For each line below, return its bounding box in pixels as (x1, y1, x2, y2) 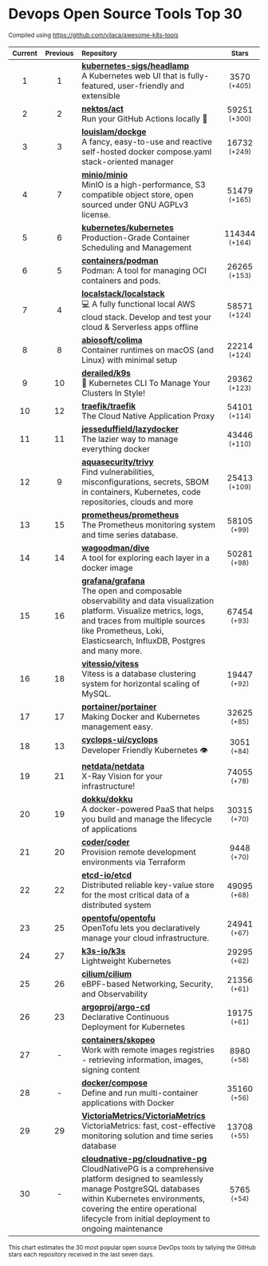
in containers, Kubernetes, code (81, 486, 201, 497)
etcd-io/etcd (81, 869, 132, 880)
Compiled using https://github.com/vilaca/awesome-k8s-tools (8, 31, 179, 39)
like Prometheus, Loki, (81, 625, 164, 636)
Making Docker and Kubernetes (81, 711, 201, 722)
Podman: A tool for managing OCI (81, 265, 207, 276)
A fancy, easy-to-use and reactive (81, 136, 213, 147)
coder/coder (81, 836, 130, 847)
